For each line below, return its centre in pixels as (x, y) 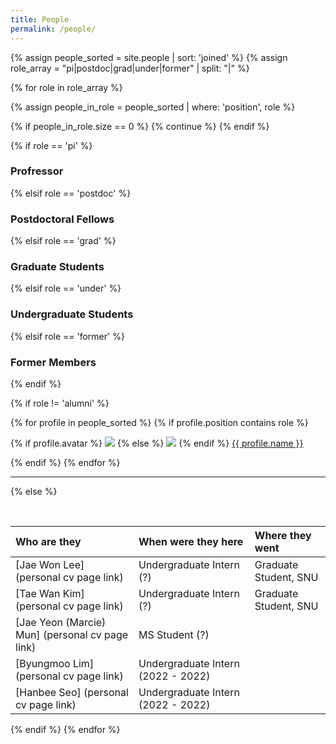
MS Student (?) (174, 634)
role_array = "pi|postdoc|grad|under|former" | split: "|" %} (130, 68)
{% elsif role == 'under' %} (66, 288)
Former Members (53, 362)
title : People (40, 19)
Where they (283, 535)
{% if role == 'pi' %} (51, 145)
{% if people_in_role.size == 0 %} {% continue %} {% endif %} (140, 126)
